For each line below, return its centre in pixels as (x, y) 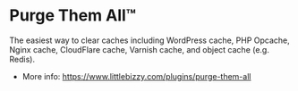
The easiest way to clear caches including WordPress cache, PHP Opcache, (150, 40)
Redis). (22, 59)
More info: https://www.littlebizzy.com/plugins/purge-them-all (136, 76)
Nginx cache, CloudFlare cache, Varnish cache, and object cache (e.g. (140, 49)
